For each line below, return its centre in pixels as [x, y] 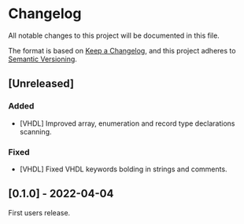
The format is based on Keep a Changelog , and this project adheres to [122, 50]
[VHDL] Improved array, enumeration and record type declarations [127, 123]
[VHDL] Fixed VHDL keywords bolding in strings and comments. [123, 169]
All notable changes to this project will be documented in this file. [114, 35]
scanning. [36, 131]
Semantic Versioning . [43, 59]
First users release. [39, 212]
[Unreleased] [41, 84]
